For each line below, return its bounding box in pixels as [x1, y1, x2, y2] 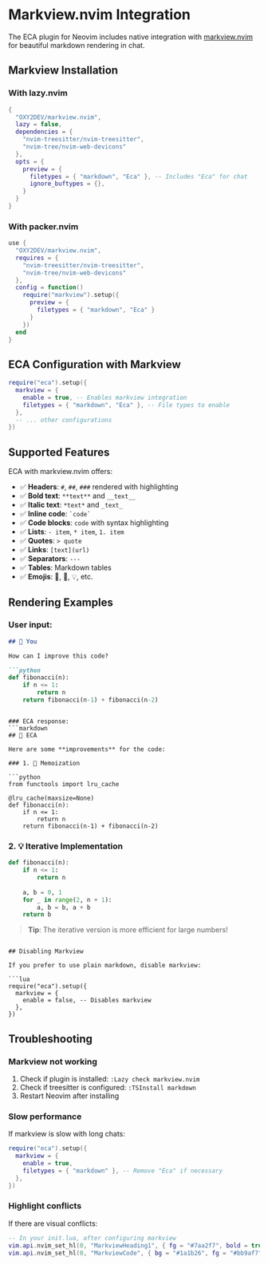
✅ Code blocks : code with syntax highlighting [19, 518, 169, 528]
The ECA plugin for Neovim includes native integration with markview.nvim [8, 32, 254, 42]
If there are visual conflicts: [8, 1219, 98, 1228]
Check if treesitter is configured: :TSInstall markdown [19, 1082, 197, 1092]
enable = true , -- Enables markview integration [22, 393, 187, 401]
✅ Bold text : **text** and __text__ [19, 491, 136, 500]
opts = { [15, 157, 45, 165]
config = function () [15, 283, 84, 292]
